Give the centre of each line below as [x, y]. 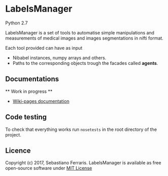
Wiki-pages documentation [41, 101]
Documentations [32, 79]
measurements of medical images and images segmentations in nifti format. [84, 38]
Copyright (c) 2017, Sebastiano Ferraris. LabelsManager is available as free [83, 163]
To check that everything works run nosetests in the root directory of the [81, 129]
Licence [18, 150]
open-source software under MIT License [49, 168]
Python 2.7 [16, 23]
